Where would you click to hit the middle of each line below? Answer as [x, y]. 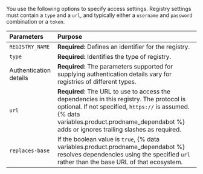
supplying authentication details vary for [114, 74]
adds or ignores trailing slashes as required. [119, 129]
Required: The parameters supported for [115, 66]
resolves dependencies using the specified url [124, 154]
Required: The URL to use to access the [114, 92]
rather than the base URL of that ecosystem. [120, 162]
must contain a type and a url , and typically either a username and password [99, 15]
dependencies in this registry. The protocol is [121, 99]
